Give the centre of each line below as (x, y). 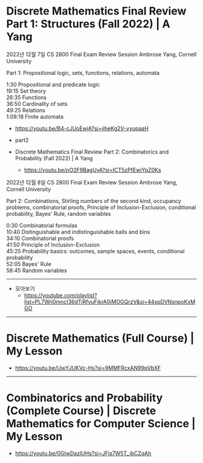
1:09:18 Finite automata (35, 117)
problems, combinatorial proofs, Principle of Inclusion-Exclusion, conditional (101, 207)
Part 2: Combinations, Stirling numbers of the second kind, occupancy (94, 201)
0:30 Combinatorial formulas (42, 225)
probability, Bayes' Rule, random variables (59, 213)
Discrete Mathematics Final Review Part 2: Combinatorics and (92, 152)
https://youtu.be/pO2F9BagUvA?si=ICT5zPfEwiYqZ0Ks (92, 170)
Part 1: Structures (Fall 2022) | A (88, 24)
